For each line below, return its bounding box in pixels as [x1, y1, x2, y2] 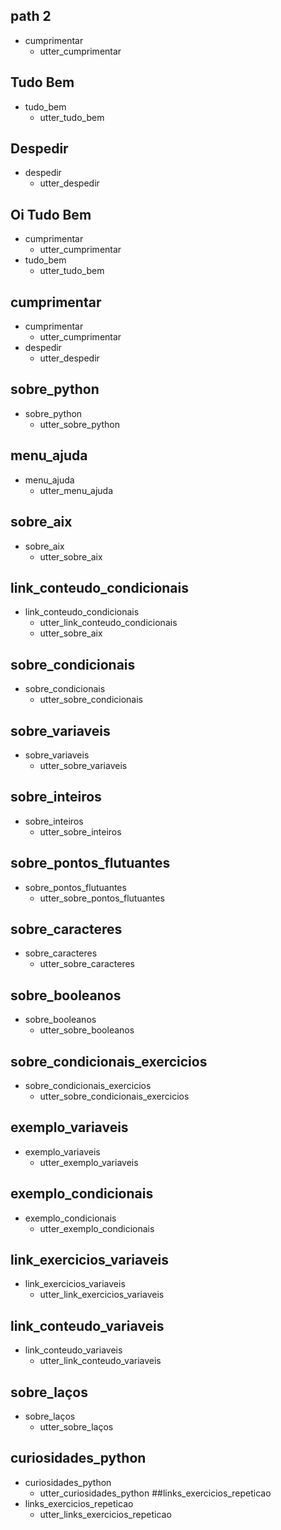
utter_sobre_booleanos [39, 1024, 135, 1036]
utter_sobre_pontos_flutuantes [39, 892, 165, 904]
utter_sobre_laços [39, 1421, 114, 1433]
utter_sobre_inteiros [39, 825, 122, 838]
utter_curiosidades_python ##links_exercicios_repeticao [39, 1487, 272, 1499]
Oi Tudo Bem [10, 206, 92, 223]
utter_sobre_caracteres [39, 958, 135, 970]
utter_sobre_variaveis [39, 759, 128, 771]
